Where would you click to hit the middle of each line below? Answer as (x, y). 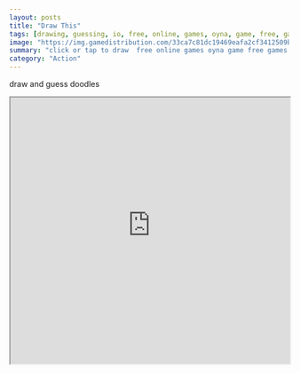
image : (21, 42)
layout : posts (36, 17)
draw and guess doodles (55, 84)
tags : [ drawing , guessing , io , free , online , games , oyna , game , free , (145, 34)
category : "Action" (45, 59)
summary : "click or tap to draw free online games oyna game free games (149, 51)
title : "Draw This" (45, 26)
